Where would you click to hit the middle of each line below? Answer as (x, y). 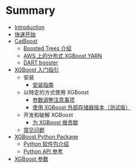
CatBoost (26, 41)
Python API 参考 (43, 151)
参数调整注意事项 (53, 99)
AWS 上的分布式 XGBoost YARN (63, 55)
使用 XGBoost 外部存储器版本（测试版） (81, 107)
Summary (30, 11)
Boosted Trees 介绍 (47, 48)
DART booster (41, 62)
